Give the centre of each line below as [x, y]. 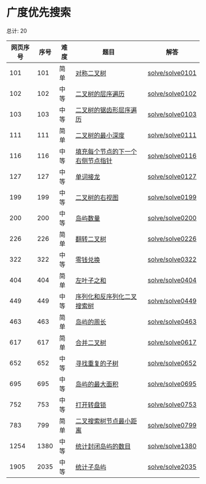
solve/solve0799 [172, 425]
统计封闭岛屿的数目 [103, 446]
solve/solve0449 [172, 300]
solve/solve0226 [172, 238]
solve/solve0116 [172, 155]
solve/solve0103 [172, 114]
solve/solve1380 [172, 446]
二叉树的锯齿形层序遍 [106, 110]
